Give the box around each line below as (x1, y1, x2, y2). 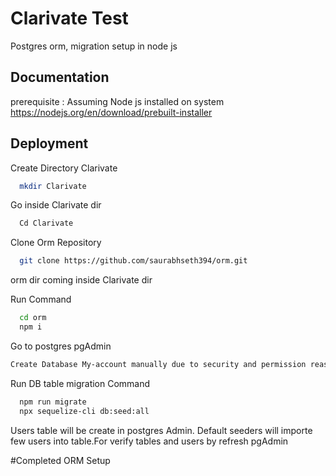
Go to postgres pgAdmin (10, 340, 112, 352)
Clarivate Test (10, 7, 129, 30)
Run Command (10, 293, 72, 306)
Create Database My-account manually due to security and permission (10, 359, 307, 369)
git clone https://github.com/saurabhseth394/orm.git (19, 256, 248, 266)
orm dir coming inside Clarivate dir (10, 274, 153, 286)
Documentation (10, 69, 110, 86)
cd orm (19, 313, 47, 323)
